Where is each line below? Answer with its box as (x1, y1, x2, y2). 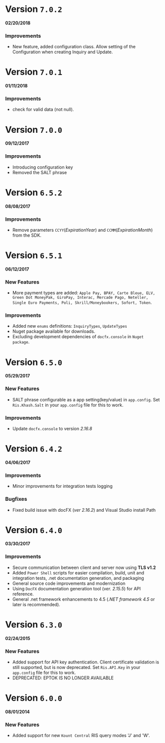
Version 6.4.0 (5, 524, 63, 536)
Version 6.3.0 (5, 619, 63, 630)
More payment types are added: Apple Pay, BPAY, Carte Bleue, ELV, (12, 290, 156, 296)
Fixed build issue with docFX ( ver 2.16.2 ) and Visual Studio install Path (12, 507, 156, 513)
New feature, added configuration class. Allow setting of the (12, 44, 136, 50)
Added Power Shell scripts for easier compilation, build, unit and (12, 569, 144, 575)
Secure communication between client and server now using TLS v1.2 (12, 564, 156, 570)
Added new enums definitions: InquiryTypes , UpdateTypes (12, 323, 128, 329)
